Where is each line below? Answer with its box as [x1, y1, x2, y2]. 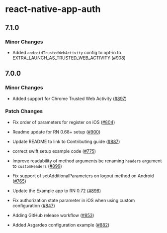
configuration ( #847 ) [12, 203, 56, 209]
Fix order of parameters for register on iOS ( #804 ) [12, 119, 115, 125]
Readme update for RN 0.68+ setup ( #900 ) [12, 128, 101, 135]
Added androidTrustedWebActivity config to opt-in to [12, 49, 121, 55]
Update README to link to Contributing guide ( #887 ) [12, 138, 120, 144]
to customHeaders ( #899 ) [12, 163, 62, 169]
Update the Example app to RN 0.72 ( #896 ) [12, 188, 101, 194]
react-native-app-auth [5, 3, 101, 15]
